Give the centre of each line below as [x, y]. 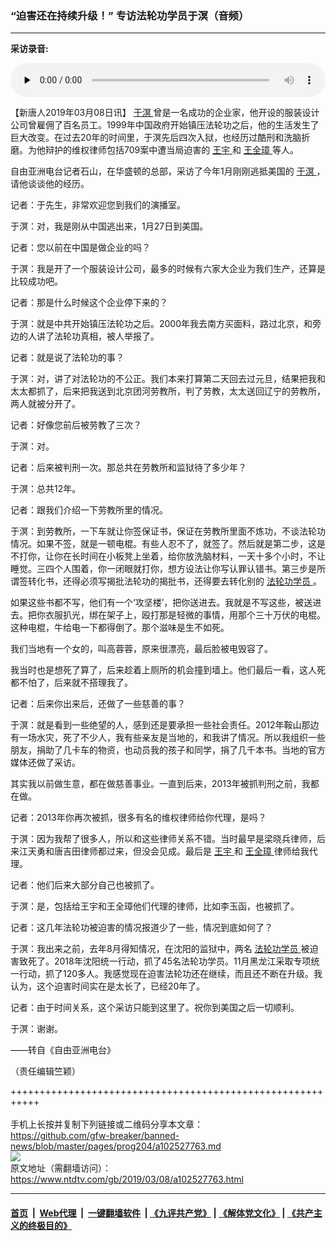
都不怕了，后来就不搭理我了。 [71, 683]
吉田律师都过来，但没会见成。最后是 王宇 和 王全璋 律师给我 [186, 851]
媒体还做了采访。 [45, 763]
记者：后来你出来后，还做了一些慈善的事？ [98, 704]
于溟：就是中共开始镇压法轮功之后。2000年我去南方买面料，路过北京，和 [161, 324]
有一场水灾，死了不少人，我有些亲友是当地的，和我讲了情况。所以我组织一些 [168, 738]
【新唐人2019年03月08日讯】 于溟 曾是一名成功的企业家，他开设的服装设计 [165, 113]
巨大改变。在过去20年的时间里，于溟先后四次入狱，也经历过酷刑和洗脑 [156, 138]
